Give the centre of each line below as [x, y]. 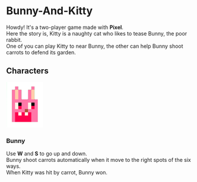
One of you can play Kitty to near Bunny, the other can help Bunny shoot [95, 46]
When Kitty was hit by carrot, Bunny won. [57, 173]
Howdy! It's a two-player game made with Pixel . [65, 27]
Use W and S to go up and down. [47, 154]
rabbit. [14, 40]
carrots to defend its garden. [41, 52]
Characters [27, 71]
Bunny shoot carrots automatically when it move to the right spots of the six [99, 160]
